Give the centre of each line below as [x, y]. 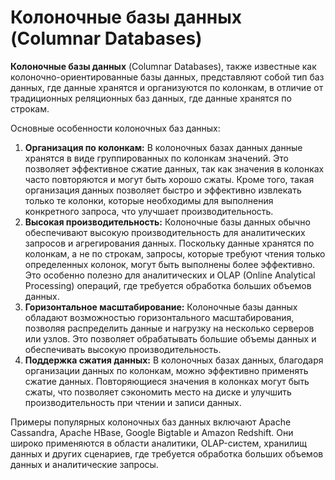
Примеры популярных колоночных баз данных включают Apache [151, 422]
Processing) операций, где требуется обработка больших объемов [168, 285]
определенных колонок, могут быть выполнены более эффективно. [170, 264]
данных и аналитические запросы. [84, 464]
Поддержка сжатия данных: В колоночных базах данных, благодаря [174, 360]
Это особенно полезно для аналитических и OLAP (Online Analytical [170, 275]
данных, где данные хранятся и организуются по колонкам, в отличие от [167, 87]
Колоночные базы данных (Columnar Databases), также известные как [163, 66]
